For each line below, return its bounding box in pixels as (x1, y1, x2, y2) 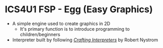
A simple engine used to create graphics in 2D (12, 20, 111, 27)
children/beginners (20, 31, 60, 37)
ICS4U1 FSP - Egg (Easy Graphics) (5, 4, 153, 15)
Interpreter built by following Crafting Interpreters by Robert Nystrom (12, 37, 158, 43)
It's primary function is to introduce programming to (20, 26, 130, 32)
